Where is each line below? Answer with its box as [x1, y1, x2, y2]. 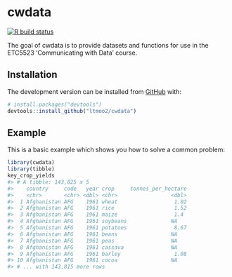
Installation [7, 69, 58, 81]
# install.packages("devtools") [7, 101, 102, 108]
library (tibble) [7, 165, 55, 173]
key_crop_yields [7, 173, 55, 180]
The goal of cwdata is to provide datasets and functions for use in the [7, 41, 209, 49]
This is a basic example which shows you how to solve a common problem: [7, 145, 225, 154]
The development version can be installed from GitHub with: [7, 87, 181, 95]
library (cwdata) [7, 159, 55, 166]
